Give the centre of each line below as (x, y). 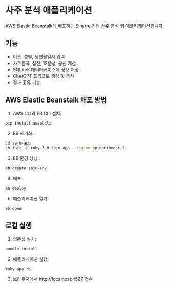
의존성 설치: (25, 239)
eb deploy (16, 188)
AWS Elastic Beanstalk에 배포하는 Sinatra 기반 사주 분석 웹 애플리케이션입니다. (85, 26)
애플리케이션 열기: (30, 198)
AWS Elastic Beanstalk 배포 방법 (56, 100)
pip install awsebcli (28, 123)
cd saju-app (18, 143)
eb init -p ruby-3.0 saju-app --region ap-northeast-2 (65, 148)
